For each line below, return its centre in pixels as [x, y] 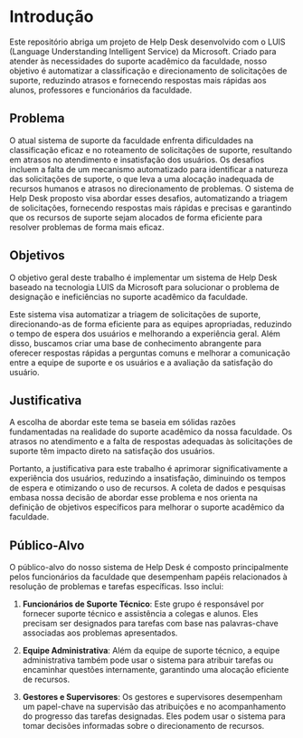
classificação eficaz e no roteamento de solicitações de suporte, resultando [151, 150]
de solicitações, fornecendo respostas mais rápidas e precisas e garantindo [151, 208]
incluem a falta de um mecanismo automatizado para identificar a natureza [149, 169]
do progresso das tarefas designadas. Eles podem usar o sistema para [154, 716]
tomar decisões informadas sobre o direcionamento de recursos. [143, 726]
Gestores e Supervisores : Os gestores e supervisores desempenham [152, 697]
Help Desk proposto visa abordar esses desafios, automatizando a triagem [148, 198]
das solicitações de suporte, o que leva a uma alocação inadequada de [142, 179]
